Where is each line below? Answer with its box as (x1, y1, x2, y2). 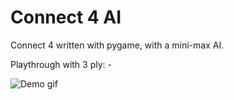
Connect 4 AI (10, 6, 122, 29)
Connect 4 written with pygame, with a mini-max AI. (10, 39, 225, 51)
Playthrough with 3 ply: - (10, 58, 112, 70)
